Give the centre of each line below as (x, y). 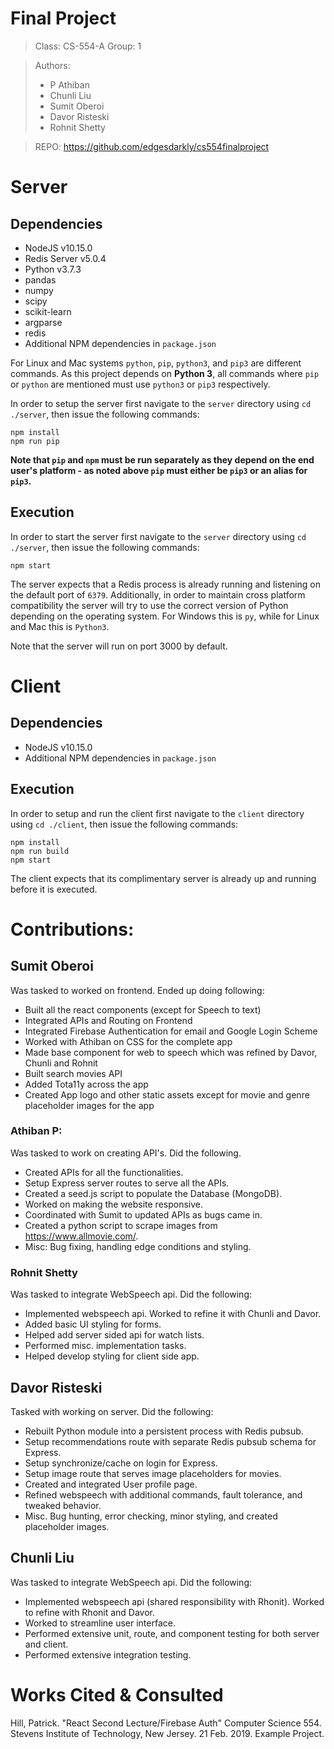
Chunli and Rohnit (61, 1063)
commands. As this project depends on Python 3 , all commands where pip (165, 373)
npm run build (40, 851)
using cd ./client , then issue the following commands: (124, 824)
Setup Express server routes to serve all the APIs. (127, 1183)
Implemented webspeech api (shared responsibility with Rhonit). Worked (174, 1601)
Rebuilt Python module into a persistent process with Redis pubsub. (164, 1431)
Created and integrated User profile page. (111, 1484)
